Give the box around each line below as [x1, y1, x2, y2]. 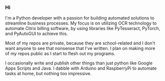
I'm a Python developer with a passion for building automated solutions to [5, 15, 155, 21]
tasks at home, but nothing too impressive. [5, 71, 92, 77]
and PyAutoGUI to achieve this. [5, 31, 68, 37]
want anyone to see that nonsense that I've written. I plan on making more [5, 46, 156, 52]
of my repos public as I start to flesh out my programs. [5, 51, 116, 56]
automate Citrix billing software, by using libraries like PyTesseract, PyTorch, [5, 26, 160, 31]
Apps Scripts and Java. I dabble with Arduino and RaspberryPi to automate [5, 65, 157, 71]
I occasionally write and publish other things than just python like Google [5, 60, 153, 66]
